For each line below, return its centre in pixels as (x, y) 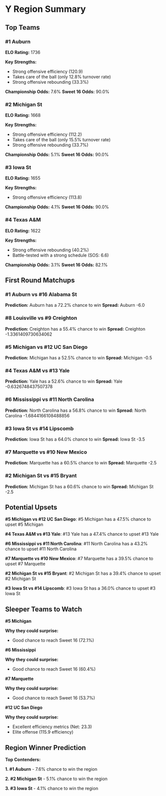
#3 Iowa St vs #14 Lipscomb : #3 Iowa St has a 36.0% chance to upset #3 (81, 588)
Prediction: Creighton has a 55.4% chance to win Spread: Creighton (75, 329)
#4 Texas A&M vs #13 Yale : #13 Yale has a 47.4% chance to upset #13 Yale (82, 534)
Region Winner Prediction (46, 748)
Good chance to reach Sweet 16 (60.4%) (54, 669)
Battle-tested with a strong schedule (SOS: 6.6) (60, 255)
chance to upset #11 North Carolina (41, 549)
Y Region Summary (46, 9)
